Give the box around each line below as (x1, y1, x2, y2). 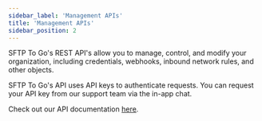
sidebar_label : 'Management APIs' (8, 11, 124, 20)
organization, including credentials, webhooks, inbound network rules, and (8, 57, 254, 66)
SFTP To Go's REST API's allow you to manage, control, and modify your (8, 49, 247, 58)
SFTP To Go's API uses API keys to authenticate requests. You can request (8, 80, 254, 90)
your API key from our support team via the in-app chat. (8, 89, 193, 99)
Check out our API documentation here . (8, 104, 139, 114)
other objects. (8, 65, 54, 75)
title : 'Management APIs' (8, 19, 94, 27)
